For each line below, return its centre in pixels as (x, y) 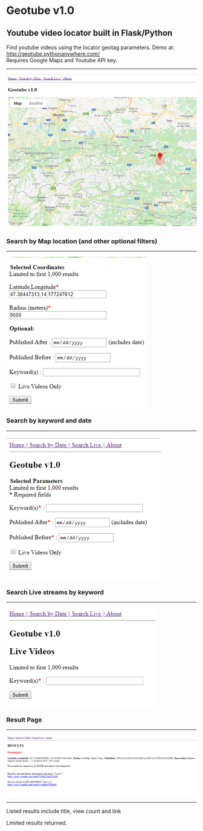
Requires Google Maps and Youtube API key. (62, 60)
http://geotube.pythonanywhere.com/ (53, 54)
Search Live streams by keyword (55, 592)
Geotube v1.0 (40, 11)
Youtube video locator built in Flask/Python (89, 33)
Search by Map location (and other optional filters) (82, 241)
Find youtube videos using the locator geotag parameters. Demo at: (91, 47)
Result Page (24, 720)
